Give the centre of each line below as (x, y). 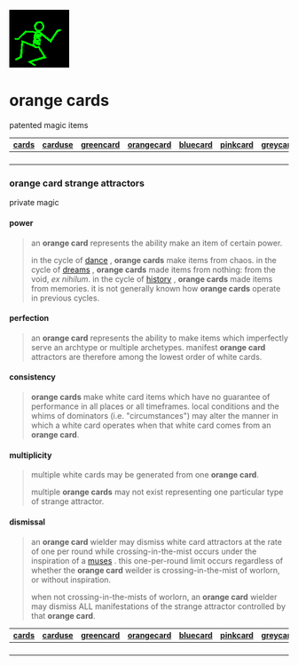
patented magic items (49, 124)
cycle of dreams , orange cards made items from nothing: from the (153, 269)
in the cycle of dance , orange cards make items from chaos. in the (153, 260)
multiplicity (31, 455)
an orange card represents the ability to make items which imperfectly (159, 338)
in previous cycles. (65, 298)
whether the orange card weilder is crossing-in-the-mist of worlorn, (155, 570)
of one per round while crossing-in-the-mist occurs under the (144, 551)
